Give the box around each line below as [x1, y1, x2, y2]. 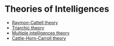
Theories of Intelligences [4, 3, 110, 15]
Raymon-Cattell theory [11, 20, 58, 25]
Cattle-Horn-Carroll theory [11, 35, 66, 41]
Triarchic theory [11, 24, 45, 30]
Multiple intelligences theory [11, 30, 70, 36]
